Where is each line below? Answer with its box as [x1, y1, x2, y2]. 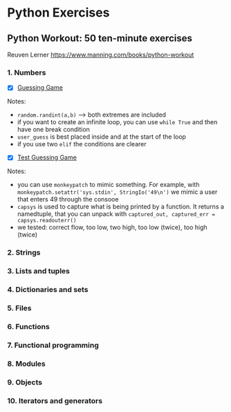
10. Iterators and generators [7, 395, 102, 405]
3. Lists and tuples [7, 266, 71, 276]
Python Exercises [7, 5, 110, 21]
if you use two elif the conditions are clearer [17, 140, 147, 148]
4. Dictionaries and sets [7, 285, 89, 295]
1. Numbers [7, 68, 46, 77]
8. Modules [7, 359, 46, 369]
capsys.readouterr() [17, 217, 77, 224]
